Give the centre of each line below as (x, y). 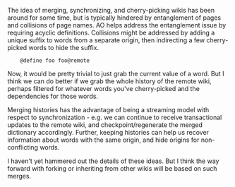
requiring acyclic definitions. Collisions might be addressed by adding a (111, 32)
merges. (19, 176)
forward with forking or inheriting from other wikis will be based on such (112, 168)
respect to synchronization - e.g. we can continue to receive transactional (115, 117)
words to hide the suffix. (64, 48)
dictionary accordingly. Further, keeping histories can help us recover (108, 132)
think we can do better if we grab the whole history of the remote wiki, (109, 81)
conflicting (23, 147)
